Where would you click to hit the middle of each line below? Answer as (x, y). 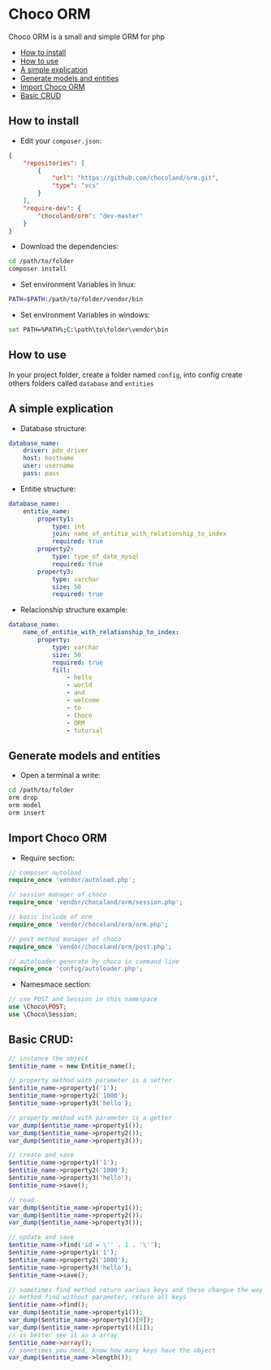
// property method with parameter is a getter (90, 1117)
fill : (61, 670)
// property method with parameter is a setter (90, 1081)
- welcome (83, 700)
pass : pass (41, 473)
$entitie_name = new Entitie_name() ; (72, 1066)
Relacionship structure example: (74, 610)
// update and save (41, 1238)
